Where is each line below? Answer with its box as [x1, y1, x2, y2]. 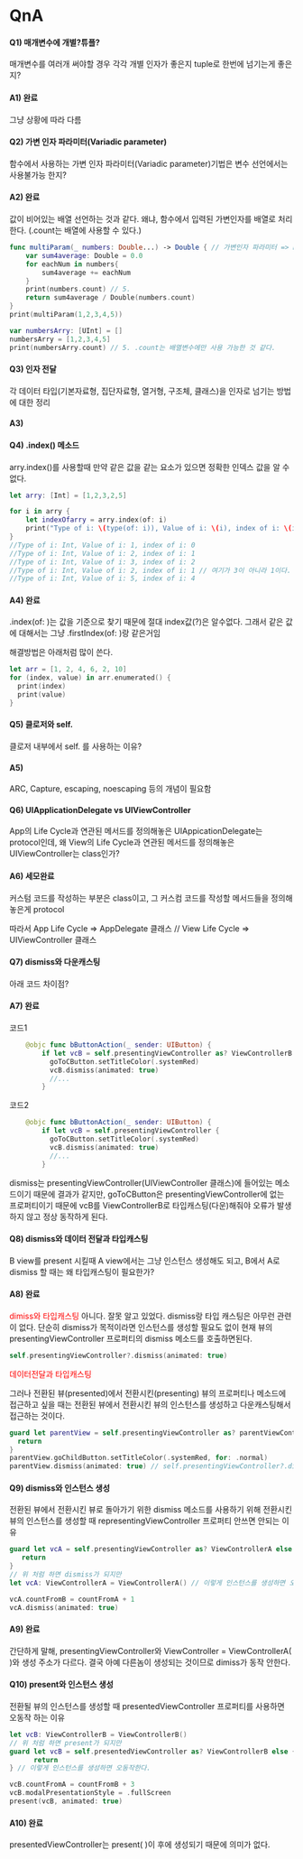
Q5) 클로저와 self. [9, 719, 74, 730]
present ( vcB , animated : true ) [9, 1797, 124, 1806]
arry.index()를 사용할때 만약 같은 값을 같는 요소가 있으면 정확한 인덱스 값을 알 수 [9, 461, 290, 472]
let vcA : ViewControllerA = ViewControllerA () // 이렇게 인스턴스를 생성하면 [9, 1578, 286, 1587]
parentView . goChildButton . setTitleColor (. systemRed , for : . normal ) [9, 1454, 269, 1463]
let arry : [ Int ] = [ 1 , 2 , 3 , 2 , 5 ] [9, 491, 127, 500]
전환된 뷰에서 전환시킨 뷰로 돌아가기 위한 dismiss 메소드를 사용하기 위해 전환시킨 [9, 1504, 293, 1515]
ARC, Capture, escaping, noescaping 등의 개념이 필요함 [9, 783, 212, 794]
